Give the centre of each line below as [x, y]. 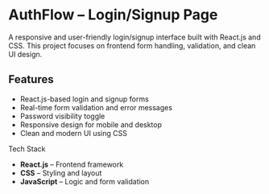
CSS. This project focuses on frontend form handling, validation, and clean [132, 45]
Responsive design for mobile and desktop [91, 124]
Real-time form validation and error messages [96, 107]
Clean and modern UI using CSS [73, 133]
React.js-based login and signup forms [84, 99]
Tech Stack [27, 149]
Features [31, 79]
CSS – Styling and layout [61, 173]
